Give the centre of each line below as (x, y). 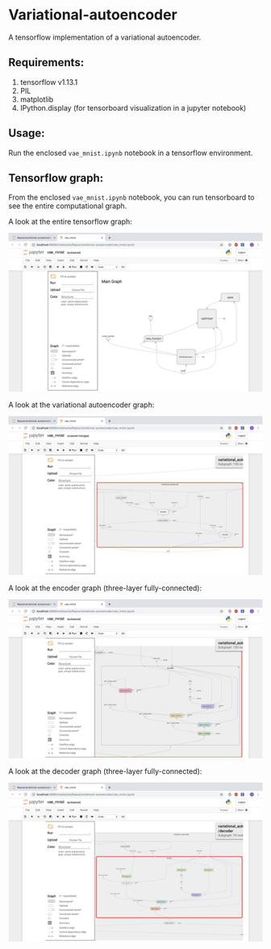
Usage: (27, 134)
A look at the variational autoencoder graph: (81, 405)
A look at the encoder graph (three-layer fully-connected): (105, 588)
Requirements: (46, 63)
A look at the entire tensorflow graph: (71, 222)
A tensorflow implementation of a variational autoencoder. (105, 37)
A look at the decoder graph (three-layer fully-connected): (105, 771)
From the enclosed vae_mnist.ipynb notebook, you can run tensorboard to (132, 197)
